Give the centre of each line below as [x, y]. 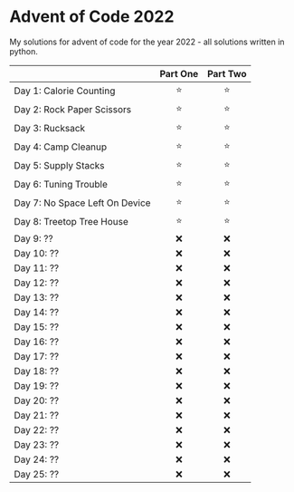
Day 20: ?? [37, 400]
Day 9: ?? [33, 238]
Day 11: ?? [37, 267]
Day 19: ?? [37, 385]
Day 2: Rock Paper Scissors [73, 110]
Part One [179, 73]
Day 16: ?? [37, 342]
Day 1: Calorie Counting [65, 91]
